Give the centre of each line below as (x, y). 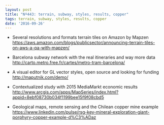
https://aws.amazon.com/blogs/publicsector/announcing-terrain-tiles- (83, 43)
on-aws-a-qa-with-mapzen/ (41, 48)
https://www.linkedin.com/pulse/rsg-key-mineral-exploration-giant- (81, 112)
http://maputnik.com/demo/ (40, 77)
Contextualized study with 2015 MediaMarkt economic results (75, 87)
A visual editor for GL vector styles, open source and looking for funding (85, 72)
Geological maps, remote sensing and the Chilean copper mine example (85, 107)
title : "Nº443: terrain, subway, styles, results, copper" (67, 14)
